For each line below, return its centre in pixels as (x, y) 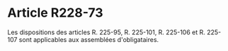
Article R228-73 (56, 13)
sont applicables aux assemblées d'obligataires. (89, 39)
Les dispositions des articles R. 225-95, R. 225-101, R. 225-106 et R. (106, 32)
